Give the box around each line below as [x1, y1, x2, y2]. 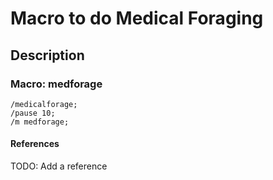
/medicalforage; [10, 99, 78, 109]
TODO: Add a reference [10, 160, 108, 172]
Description [10, 47, 85, 64]
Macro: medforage [10, 77, 103, 91]
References [10, 138, 60, 150]
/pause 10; [10, 108, 56, 118]
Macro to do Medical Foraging [10, 7, 264, 30]
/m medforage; [10, 117, 70, 127]
